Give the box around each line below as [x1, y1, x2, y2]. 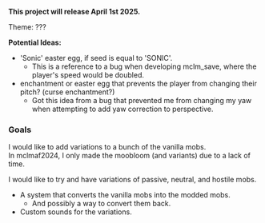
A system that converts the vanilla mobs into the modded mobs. [19, 190, 231, 200]
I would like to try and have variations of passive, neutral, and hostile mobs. [8, 175, 257, 185]
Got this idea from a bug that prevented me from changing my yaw [31, 96, 252, 105]
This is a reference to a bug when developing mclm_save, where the [31, 62, 257, 71]
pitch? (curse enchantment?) [19, 87, 115, 97]
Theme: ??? [8, 22, 46, 31]
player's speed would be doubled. [31, 70, 144, 79]
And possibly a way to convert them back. [31, 199, 171, 209]
